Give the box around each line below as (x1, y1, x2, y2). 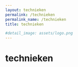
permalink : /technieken (5, 12, 55, 17)
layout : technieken (5, 7, 46, 13)
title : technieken (5, 21, 44, 27)
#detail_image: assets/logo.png (5, 31, 73, 36)
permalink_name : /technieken (5, 17, 66, 22)
